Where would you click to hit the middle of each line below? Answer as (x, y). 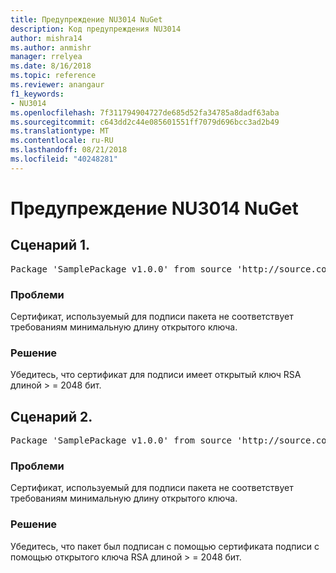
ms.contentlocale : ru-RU (62, 141)
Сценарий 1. (50, 245)
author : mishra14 (46, 38)
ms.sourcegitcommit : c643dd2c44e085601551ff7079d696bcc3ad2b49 (145, 122)
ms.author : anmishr (51, 47)
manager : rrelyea (46, 57)
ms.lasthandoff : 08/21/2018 (69, 150)
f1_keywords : (37, 94)
